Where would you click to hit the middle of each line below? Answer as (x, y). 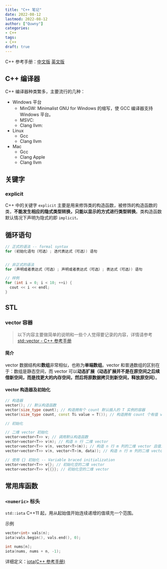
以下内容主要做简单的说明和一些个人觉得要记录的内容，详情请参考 (85, 334)
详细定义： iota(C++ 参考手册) (35, 561)
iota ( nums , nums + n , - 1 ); (33, 551)
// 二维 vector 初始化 (27, 432)
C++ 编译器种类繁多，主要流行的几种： (45, 92)
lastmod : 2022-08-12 (27, 19)
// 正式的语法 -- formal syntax (37, 247)
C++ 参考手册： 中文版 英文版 (35, 61)
